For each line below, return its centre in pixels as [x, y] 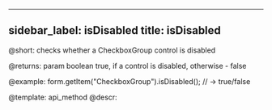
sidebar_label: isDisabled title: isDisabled [115, 30]
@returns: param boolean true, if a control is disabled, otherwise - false [127, 66]
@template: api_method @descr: [63, 97]
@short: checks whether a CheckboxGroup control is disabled [112, 50]
